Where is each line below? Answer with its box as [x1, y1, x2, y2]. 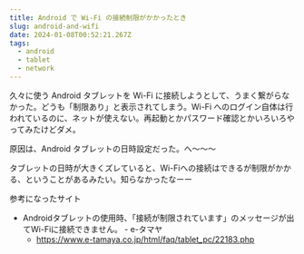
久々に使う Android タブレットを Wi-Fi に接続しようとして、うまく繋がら [9, 90, 282, 101]
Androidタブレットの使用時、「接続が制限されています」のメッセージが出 [22, 212, 295, 223]
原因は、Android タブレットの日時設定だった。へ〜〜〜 [9, 142, 216, 154]
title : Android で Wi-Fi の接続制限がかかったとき [9, 13, 188, 23]
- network [17, 64, 54, 73]
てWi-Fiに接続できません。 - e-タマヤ [22, 223, 163, 234]
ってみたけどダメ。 [9, 123, 81, 134]
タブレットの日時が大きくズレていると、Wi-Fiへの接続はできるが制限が [9, 162, 276, 173]
